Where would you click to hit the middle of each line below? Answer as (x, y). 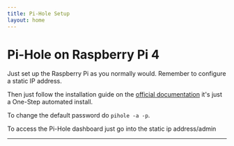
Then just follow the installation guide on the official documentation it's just (115, 95)
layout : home (26, 20)
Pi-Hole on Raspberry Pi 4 (84, 55)
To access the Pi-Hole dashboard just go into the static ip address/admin (112, 129)
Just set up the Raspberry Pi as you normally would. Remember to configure (117, 74)
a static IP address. (35, 81)
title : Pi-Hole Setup (39, 14)
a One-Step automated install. (50, 102)
